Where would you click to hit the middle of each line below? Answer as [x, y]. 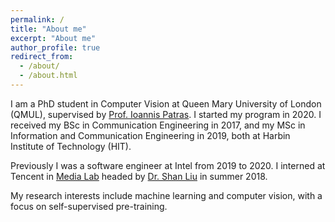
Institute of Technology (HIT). [71, 146]
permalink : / [37, 19]
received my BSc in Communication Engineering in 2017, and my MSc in [158, 125]
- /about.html [48, 76]
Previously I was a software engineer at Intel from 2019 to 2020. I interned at [168, 165]
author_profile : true [55, 47]
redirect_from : [42, 57]
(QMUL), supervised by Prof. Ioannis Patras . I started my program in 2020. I [166, 114]
